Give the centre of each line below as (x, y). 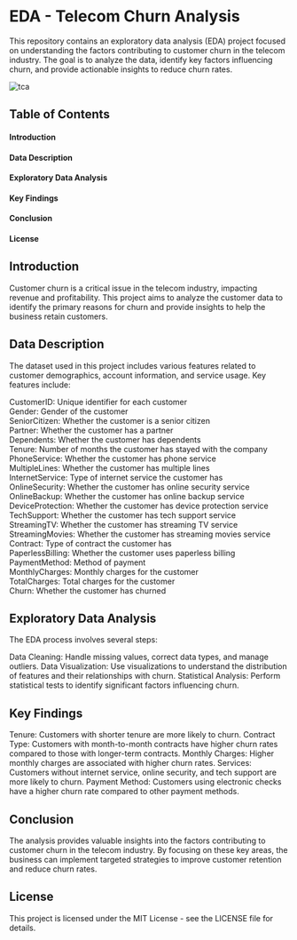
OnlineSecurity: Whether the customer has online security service (129, 487)
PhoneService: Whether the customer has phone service (113, 458)
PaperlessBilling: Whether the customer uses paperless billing (122, 553)
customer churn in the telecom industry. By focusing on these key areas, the (148, 849)
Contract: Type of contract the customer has (90, 543)
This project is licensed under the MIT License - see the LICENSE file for (141, 918)
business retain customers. (59, 316)
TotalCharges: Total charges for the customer (92, 581)
